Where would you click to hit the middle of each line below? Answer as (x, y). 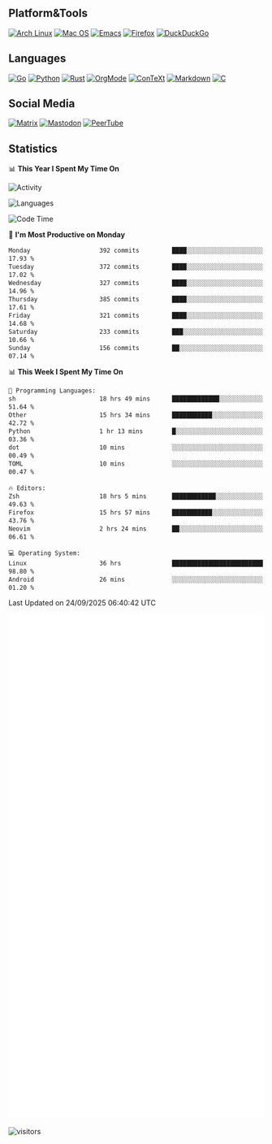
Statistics (33, 148)
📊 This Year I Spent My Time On (64, 169)
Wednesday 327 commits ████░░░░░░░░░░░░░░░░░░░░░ (136, 284)
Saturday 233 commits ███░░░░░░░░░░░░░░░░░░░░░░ (136, 332)
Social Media (42, 104)
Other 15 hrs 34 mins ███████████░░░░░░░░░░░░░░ (136, 415)
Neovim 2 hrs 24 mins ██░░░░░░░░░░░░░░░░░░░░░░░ (136, 529)
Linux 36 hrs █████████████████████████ (136, 564)
